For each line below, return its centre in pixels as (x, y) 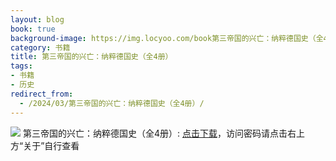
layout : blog (37, 19)
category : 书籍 (40, 47)
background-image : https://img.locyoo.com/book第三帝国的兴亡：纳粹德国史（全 (167, 38)
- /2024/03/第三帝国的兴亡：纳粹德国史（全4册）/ (112, 103)
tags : (21, 66)
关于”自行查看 (51, 145)
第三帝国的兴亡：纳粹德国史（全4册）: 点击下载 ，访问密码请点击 (155, 133)
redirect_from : (42, 94)
